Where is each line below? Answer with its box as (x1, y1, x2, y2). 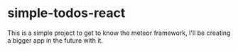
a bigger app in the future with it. (7, 36, 103, 44)
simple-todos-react (7, 5, 126, 21)
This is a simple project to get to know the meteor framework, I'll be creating (7, 28, 231, 37)
